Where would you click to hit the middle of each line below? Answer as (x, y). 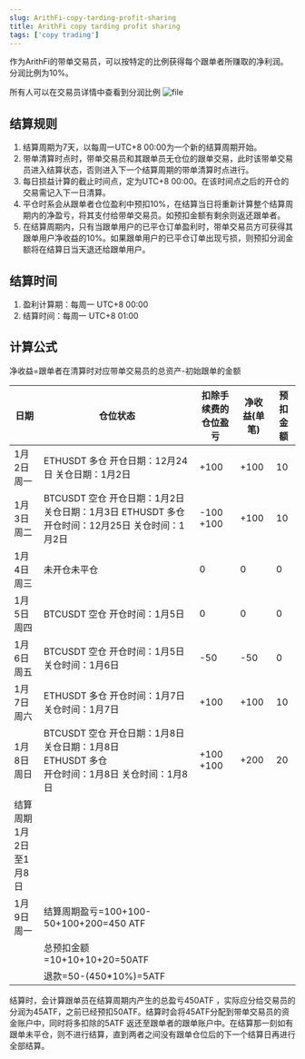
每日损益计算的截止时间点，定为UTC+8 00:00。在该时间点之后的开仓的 (156, 182)
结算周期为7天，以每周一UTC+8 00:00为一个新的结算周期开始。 (142, 147)
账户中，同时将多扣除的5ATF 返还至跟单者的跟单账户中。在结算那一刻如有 (155, 1023)
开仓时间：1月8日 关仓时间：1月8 (116, 774)
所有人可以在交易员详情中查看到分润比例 (85, 93)
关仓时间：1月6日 (82, 665)
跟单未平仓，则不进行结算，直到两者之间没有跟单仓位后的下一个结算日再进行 (152, 1034)
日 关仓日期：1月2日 (88, 474)
